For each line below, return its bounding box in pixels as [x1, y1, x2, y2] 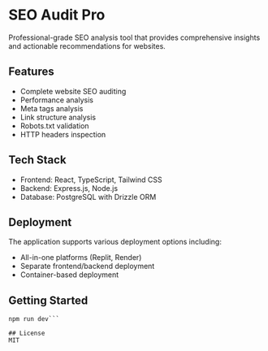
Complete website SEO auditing [19, 86, 127, 96]
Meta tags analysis [19, 103, 84, 113]
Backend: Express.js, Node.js [19, 183, 119, 193]
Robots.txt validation [19, 120, 89, 131]
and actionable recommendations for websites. [8, 41, 166, 50]
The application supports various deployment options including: [8, 237, 222, 247]
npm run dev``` [8, 315, 60, 323]
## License [8, 329, 45, 338]
